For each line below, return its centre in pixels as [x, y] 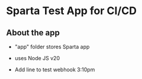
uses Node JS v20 [37, 58]
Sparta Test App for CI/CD [72, 11]
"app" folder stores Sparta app [52, 47]
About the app [33, 33]
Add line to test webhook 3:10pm [55, 70]
